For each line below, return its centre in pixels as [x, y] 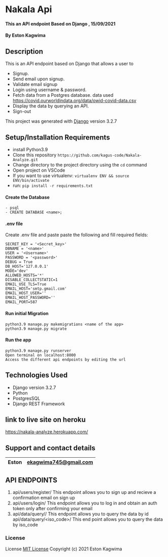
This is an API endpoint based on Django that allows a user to [69, 64]
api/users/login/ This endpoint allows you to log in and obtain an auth [85, 503]
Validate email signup [35, 85]
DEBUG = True [19, 262]
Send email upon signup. [39, 79]
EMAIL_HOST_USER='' [26, 293]
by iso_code [25, 525]
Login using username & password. [49, 90]
